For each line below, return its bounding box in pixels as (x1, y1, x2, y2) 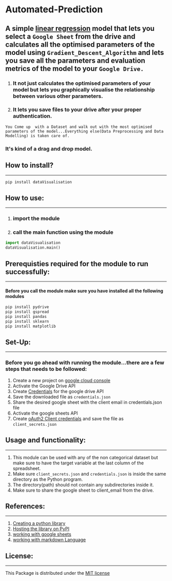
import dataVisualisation (5, 240, 60, 246)
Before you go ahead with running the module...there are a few (5, 359, 165, 366)
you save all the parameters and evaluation (5, 56, 145, 65)
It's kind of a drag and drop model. (5, 145, 93, 152)
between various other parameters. (12, 92, 103, 100)
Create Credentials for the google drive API (12, 388, 104, 394)
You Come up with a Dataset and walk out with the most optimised (5, 124, 153, 129)
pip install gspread (5, 309, 50, 314)
